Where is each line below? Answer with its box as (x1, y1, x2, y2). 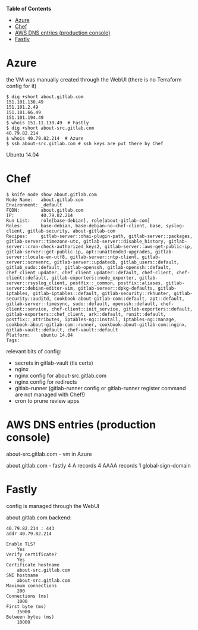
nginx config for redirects (14, 378, 77, 385)
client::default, (6, 275, 49, 281)
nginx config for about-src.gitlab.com (14, 372, 107, 379)
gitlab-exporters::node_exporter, (51, 275, 137, 281)
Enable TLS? (6, 541, 36, 547)
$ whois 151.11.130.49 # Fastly (6, 120, 89, 126)
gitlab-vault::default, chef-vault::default (6, 327, 118, 333)
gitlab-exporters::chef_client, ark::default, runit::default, (6, 311, 166, 317)
